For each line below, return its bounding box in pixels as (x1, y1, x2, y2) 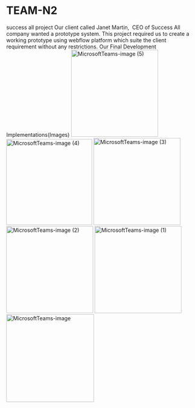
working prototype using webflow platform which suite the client (6, 36, 167, 44)
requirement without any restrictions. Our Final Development (6, 43, 157, 50)
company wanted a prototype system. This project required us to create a (6, 30, 190, 37)
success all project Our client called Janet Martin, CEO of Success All (6, 24, 181, 31)
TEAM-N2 (6, 4, 57, 18)
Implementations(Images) (6, 131, 70, 138)
